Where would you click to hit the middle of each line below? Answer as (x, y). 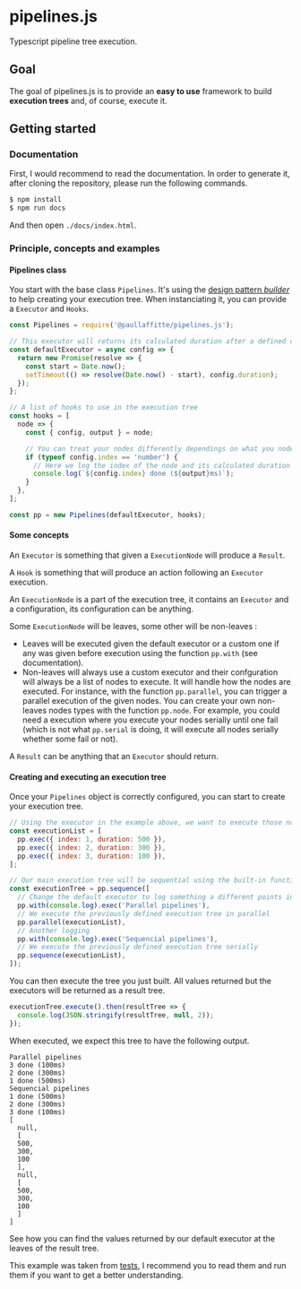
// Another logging (54, 930)
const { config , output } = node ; (90, 432)
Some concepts (39, 535)
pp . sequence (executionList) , (72, 956)
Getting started (53, 129)
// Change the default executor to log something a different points (150, 897)
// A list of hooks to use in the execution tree (104, 408)
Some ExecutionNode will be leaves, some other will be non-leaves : (133, 627)
